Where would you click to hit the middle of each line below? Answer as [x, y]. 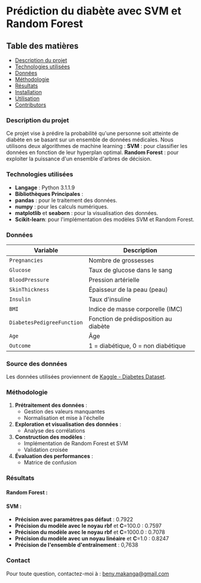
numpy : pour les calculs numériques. [62, 206]
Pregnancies [26, 260]
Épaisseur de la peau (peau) [128, 289]
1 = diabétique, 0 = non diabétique [137, 346]
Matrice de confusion [50, 463]
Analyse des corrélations [54, 431]
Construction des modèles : [50, 437]
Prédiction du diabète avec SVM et [94, 11]
